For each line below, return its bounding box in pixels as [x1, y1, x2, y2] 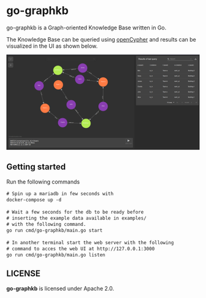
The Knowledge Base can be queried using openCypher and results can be [6, 35, 196, 43]
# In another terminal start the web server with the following [6, 239, 174, 245]
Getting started [6, 162, 66, 172]
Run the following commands [6, 178, 80, 185]
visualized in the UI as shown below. [6, 42, 98, 50]
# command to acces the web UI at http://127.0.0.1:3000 [6, 245, 155, 251]
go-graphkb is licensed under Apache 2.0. [6, 285, 115, 292]
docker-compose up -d [6, 196, 62, 203]
